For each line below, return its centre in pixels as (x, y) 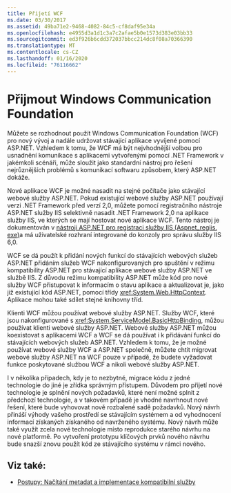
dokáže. (19, 177)
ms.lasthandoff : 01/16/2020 (48, 59)
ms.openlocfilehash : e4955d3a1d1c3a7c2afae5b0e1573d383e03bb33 (100, 33)
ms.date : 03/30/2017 (37, 20)
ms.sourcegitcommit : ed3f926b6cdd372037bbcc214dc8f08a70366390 (100, 39)
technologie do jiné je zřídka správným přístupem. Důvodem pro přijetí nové (115, 385)
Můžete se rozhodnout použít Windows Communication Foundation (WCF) (113, 133)
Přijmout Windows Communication (109, 99)
